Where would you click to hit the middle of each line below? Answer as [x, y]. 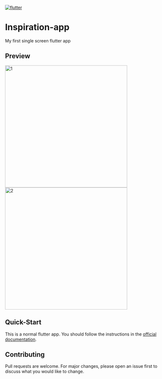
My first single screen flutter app [38, 41]
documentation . [21, 339]
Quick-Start [23, 322]
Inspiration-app [37, 27]
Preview [18, 56]
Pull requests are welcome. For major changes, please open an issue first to [81, 366]
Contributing [25, 354]
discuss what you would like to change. [45, 372]
